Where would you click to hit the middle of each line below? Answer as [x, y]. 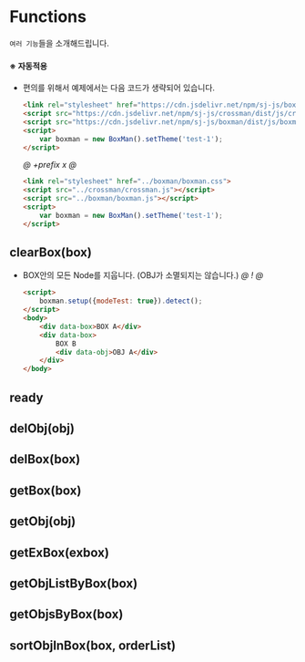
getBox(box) [46, 490]
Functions [48, 17]
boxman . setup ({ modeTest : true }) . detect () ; [121, 301]
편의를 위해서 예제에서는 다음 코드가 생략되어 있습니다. [119, 88]
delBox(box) [45, 459]
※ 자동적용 [29, 66]
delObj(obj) [42, 428]
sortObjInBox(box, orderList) [92, 645]
